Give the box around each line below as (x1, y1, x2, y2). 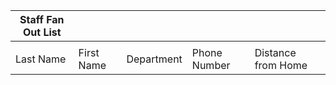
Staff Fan (19, 13, 65, 26)
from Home (254, 59, 308, 72)
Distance (254, 46, 297, 59)
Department (126, 52, 183, 66)
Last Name (15, 52, 67, 66)
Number (191, 59, 231, 72)
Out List (22, 25, 62, 39)
